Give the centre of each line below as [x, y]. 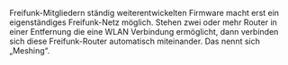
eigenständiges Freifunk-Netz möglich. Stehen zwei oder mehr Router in [143, 22]
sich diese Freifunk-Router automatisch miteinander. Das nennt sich [135, 41]
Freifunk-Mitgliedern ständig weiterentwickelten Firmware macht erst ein [144, 13]
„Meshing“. [30, 51]
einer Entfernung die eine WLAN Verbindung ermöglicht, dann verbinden [144, 32]
